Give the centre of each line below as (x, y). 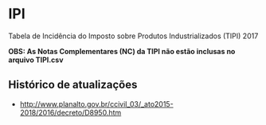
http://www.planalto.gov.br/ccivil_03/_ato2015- (96, 104)
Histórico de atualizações (73, 85)
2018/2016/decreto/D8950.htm (70, 112)
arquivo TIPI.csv (36, 60)
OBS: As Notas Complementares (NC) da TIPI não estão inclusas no (122, 51)
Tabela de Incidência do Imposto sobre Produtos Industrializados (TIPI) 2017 (133, 36)
